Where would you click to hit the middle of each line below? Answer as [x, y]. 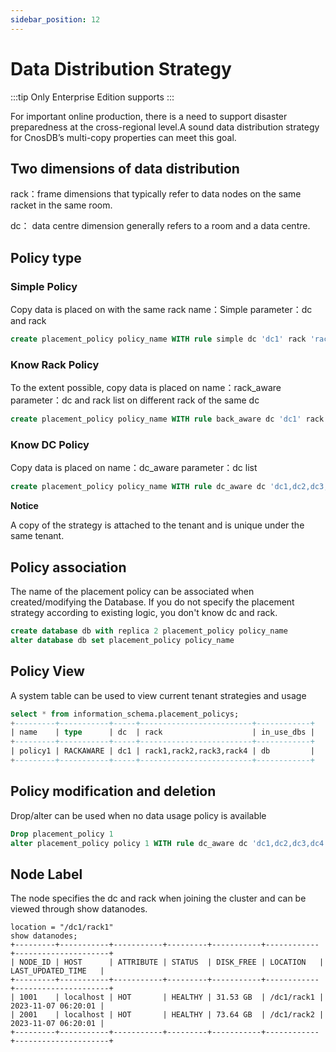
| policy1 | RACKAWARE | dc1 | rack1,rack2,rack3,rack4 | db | [162, 751]
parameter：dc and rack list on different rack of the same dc [135, 400]
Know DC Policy [50, 445]
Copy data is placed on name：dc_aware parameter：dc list [134, 468]
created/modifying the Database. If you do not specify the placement [152, 602]
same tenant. [37, 536]
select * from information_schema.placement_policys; [125, 714]
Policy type [46, 257]
